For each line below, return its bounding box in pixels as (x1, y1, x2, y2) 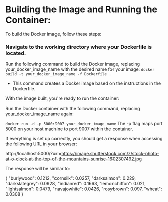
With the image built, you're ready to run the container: (5, 95, 120, 102)
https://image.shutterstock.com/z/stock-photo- (61, 151, 160, 157)
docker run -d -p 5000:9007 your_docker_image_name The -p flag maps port (5, 121, 163, 127)
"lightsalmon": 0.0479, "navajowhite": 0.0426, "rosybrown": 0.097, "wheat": (5, 186, 162, 192)
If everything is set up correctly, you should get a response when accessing (5, 136, 163, 142)
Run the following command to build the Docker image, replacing (5, 61, 140, 67)
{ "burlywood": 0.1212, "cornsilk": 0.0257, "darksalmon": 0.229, (5, 175, 136, 181)
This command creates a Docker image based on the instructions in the (12, 80, 161, 86)
